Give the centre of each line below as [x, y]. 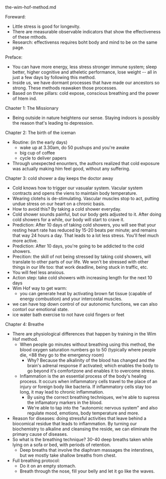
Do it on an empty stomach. [48, 466]
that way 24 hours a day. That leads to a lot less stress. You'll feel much [85, 235]
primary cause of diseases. [40, 434]
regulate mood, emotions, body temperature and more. [83, 413]
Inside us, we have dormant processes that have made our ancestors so [86, 82]
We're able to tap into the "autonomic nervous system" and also [92, 408]
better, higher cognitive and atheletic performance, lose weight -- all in [84, 72]
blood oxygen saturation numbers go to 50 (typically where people [88, 350]
